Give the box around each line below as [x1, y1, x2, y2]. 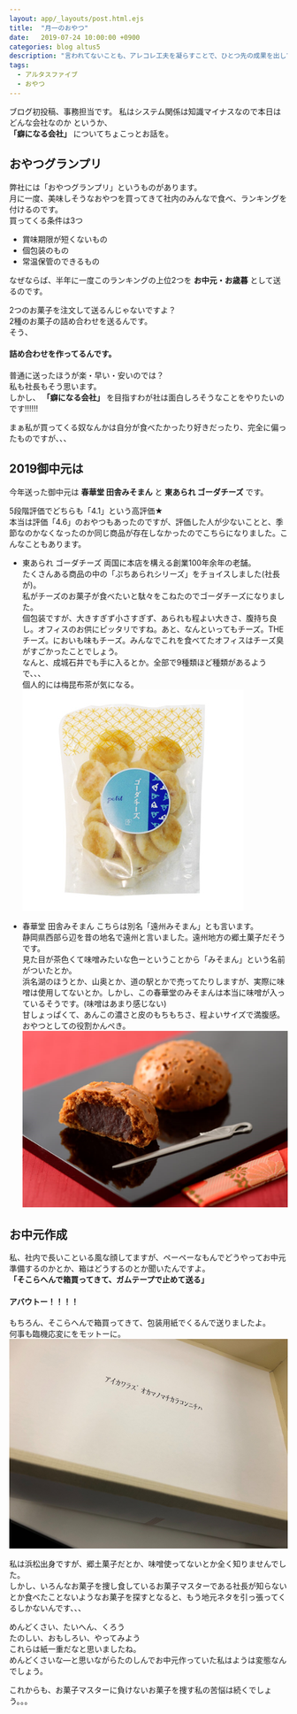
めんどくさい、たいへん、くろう [9, 1621, 126, 1632]
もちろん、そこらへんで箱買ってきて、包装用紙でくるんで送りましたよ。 [9, 1318, 271, 1328]
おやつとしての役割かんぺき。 [21, 1020, 131, 1031]
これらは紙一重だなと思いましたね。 [9, 1643, 141, 1654]
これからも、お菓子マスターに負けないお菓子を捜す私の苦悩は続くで [9, 1684, 257, 1695]
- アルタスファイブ [17, 71, 78, 80]
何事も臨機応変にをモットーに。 [9, 1328, 126, 1340]
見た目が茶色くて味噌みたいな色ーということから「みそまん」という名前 [21, 954, 286, 965]
